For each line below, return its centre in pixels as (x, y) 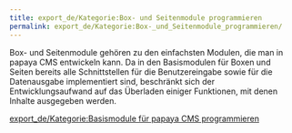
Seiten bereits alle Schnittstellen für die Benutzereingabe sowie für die (141, 72)
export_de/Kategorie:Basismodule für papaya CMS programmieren (134, 118)
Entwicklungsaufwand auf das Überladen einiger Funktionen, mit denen (144, 91)
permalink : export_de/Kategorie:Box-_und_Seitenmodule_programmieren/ (146, 26)
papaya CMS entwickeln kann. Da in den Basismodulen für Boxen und (140, 62)
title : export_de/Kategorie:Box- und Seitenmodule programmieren (136, 18)
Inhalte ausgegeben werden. (63, 100)
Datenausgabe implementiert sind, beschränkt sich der (112, 81)
